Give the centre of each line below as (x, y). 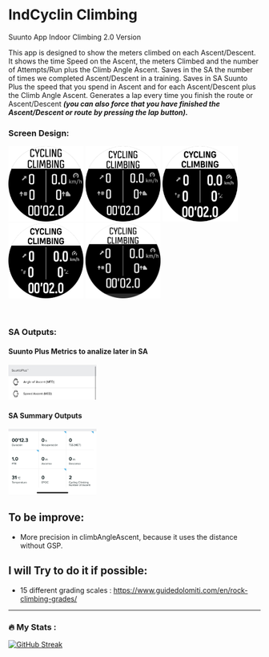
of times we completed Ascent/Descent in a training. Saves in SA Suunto (128, 78)
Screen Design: (39, 133)
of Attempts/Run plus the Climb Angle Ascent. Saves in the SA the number (131, 69)
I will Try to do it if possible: (78, 571)
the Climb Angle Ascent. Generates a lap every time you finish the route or (131, 95)
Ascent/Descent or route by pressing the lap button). (98, 112)
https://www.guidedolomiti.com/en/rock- (181, 590)
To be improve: (46, 518)
